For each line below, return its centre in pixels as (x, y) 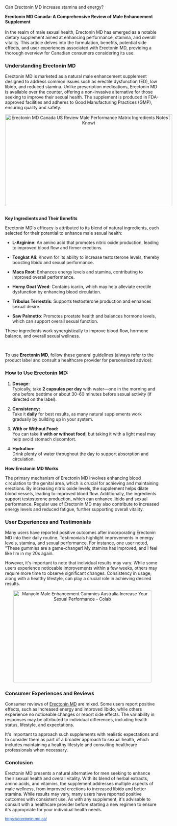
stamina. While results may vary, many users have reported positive (74, 794)
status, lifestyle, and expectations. (40, 725)
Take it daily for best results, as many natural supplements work (77, 414)
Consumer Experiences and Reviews (50, 693)
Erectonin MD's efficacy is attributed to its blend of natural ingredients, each (82, 228)
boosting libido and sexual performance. (53, 263)
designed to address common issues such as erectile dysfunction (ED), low (81, 82)
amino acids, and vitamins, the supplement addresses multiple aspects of (79, 784)
